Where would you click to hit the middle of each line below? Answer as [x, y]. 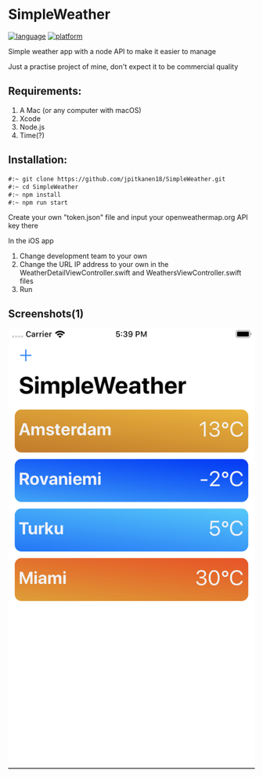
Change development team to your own [83, 256]
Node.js [32, 126]
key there [23, 225]
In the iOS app [31, 240]
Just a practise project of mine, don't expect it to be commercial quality [123, 66]
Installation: [38, 160]
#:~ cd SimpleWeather [43, 187]
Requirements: [45, 91]
